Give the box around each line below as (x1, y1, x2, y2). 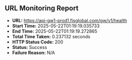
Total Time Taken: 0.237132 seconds (12, 33, 91, 39)
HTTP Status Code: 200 (12, 39, 63, 45)
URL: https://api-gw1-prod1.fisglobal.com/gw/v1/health (12, 17, 127, 23)
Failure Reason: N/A (12, 49, 55, 55)
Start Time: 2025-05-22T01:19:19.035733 (12, 23, 100, 29)
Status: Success (12, 44, 47, 50)
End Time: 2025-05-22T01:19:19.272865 (12, 28, 97, 34)
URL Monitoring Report (5, 4, 79, 13)
